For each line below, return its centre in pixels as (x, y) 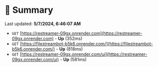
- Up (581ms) (73, 59)
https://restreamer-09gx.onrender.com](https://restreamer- (82, 33)
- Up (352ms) (68, 38)
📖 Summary (29, 10)
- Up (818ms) (69, 49)
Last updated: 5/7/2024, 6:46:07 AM (43, 24)
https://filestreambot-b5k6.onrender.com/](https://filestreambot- (87, 43)
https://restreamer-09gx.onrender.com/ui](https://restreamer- (84, 54)
